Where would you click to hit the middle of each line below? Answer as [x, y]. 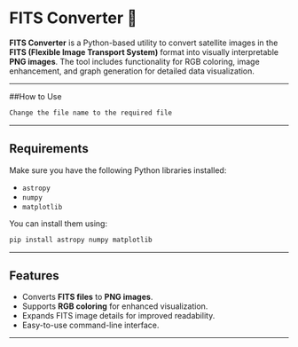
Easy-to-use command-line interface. [90, 325]
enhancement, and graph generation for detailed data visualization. [132, 71]
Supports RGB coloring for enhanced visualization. [115, 306]
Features [34, 276]
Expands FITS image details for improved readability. [118, 316]
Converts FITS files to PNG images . [87, 297]
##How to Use [35, 96]
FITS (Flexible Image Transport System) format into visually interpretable [144, 51]
